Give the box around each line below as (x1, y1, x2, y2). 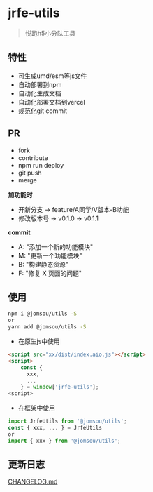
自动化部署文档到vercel (17, 98, 86, 106)
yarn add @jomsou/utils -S (8, 324, 87, 331)
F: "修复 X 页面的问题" (17, 269, 82, 277)
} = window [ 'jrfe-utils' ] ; (20, 384, 99, 391)
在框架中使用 (17, 404, 55, 412)
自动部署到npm (17, 80, 62, 88)
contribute (17, 153, 48, 162)
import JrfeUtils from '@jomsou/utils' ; (8, 418, 128, 425)
